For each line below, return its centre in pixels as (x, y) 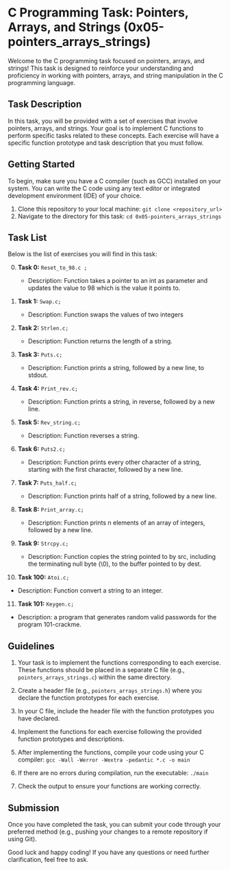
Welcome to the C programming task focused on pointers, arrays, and (106, 60)
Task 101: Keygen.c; (46, 604)
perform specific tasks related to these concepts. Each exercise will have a (113, 135)
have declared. (39, 718)
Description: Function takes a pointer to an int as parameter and (118, 281)
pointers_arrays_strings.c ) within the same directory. (94, 677)
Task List (27, 237)
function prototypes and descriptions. (71, 739)
